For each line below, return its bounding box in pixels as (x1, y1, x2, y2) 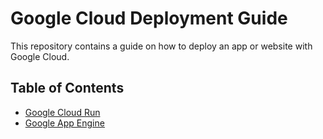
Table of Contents (10, 80, 125, 97)
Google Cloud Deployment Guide (10, 7, 288, 30)
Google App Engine (24, 117, 105, 129)
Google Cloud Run (24, 106, 101, 118)
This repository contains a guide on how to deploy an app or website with (10, 40, 313, 52)
